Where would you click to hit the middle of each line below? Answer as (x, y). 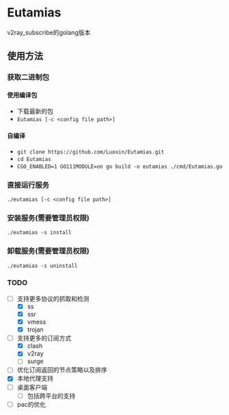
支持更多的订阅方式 (44, 338)
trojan (36, 329)
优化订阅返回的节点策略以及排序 (62, 370)
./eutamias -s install (39, 233)
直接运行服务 (28, 185)
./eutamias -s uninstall (42, 266)
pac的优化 (31, 404)
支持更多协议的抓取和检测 (53, 299)
